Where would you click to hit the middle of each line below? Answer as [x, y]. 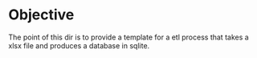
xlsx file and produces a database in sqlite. [79, 45]
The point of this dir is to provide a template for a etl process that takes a [128, 37]
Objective [41, 15]
